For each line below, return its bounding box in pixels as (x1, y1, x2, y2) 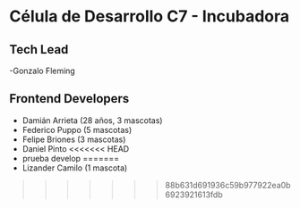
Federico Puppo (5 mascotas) (21, 124, 133, 135)
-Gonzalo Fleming (9, 65, 76, 76)
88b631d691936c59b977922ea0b (165, 179, 291, 190)
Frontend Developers (9, 91, 130, 106)
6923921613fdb (165, 189, 223, 200)
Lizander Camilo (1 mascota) (21, 162, 128, 173)
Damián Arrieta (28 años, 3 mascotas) (21, 114, 163, 126)
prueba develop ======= (21, 153, 119, 163)
